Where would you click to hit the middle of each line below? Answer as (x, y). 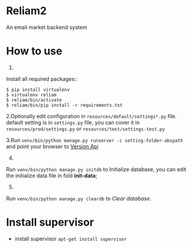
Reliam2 (27, 11)
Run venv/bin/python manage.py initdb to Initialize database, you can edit (96, 169)
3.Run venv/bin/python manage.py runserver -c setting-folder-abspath (95, 140)
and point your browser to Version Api (52, 146)
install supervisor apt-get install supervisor (71, 239)
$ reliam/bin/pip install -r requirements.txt (64, 105)
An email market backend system (47, 27)
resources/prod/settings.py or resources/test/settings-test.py (86, 129)
